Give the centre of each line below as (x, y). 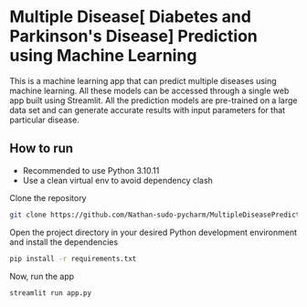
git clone (28, 215)
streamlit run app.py (51, 293)
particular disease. (44, 120)
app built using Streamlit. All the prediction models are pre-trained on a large (153, 100)
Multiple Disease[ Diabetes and (130, 17)
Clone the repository (48, 197)
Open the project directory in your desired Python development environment (153, 232)
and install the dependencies (64, 242)
